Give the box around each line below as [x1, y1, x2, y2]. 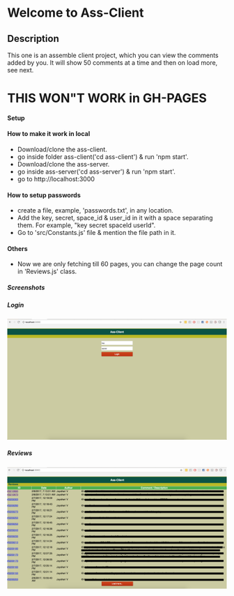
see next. [7, 66, 34, 74]
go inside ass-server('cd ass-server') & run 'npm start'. [17, 167, 175, 176]
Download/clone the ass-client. [17, 145, 108, 153]
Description [7, 33, 59, 45]
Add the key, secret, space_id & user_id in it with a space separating [17, 214, 214, 222]
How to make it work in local [7, 130, 91, 138]
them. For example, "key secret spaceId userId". [17, 221, 156, 229]
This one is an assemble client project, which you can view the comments [7, 51, 219, 59]
